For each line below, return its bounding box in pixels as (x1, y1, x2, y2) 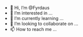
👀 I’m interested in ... (10, 10, 53, 16)
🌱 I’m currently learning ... (10, 15, 64, 21)
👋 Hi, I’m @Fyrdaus (10, 5, 50, 10)
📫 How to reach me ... (10, 26, 57, 32)
